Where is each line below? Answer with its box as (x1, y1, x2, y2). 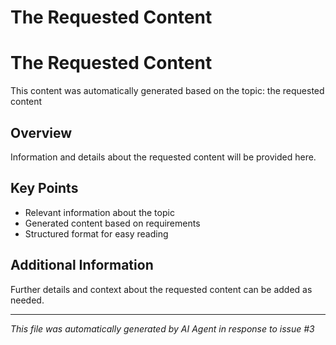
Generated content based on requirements (24, 217, 201, 229)
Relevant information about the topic (24, 206, 175, 218)
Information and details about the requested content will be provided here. (10, 151, 317, 163)
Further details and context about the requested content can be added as (10, 283, 313, 295)
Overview (10, 124, 73, 141)
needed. (10, 294, 45, 306)
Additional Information (10, 257, 154, 274)
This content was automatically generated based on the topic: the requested (10, 85, 325, 97)
